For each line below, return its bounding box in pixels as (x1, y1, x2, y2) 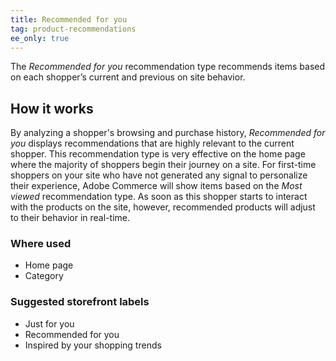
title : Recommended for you (10, 14, 128, 25)
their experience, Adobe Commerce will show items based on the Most (10, 180, 303, 192)
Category (24, 270, 64, 282)
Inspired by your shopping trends (24, 339, 162, 351)
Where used (10, 237, 72, 251)
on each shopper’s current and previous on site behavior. (10, 71, 246, 83)
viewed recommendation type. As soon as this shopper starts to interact (10, 191, 308, 203)
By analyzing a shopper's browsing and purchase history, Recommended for (10, 127, 326, 139)
